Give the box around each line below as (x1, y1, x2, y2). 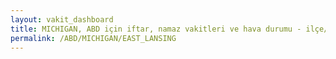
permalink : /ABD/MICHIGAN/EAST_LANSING (10, 33, 177, 43)
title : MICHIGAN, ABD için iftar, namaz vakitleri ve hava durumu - (10, 24, 302, 34)
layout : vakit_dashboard (10, 14, 114, 25)
